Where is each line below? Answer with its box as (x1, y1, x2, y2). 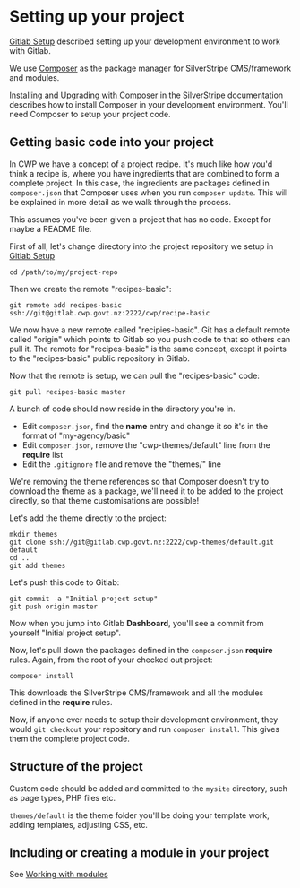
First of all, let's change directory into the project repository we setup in (9, 240, 274, 252)
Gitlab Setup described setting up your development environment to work (9, 36, 280, 47)
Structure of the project (9, 759, 143, 774)
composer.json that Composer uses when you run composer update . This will (9, 186, 288, 198)
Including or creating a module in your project (9, 845, 270, 860)
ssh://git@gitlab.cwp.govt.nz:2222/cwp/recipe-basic (9, 308, 210, 317)
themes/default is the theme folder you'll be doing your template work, (9, 809, 270, 821)
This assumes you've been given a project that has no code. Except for (9, 213, 271, 225)
